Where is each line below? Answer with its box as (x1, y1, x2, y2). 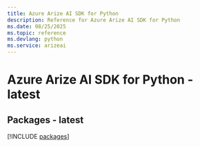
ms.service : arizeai (7, 42, 67, 49)
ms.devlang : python (7, 36, 63, 43)
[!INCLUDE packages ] (7, 133, 70, 140)
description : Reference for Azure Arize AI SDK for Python (7, 17, 181, 23)
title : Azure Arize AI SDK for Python (7, 10, 119, 17)
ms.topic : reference (7, 29, 67, 37)
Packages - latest (7, 114, 84, 126)
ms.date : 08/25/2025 (7, 23, 67, 30)
